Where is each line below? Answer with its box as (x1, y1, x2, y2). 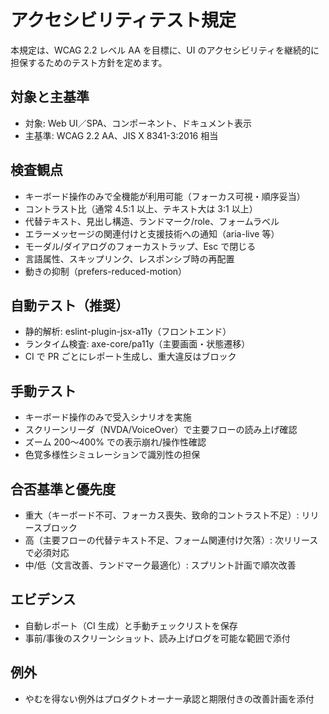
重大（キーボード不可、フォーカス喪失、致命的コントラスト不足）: (24, 509, 300, 521)
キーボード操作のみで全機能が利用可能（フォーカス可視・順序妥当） (24, 190, 306, 202)
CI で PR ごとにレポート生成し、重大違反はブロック (24, 351, 237, 363)
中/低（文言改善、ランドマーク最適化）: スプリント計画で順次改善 (24, 559, 297, 571)
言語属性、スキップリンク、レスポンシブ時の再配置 (24, 252, 235, 265)
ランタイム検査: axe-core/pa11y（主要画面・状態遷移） (24, 338, 251, 350)
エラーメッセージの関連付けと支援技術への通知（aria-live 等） (24, 227, 280, 240)
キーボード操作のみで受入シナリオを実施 (24, 411, 192, 423)
